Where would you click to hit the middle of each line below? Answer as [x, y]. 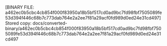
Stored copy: [18, 23]
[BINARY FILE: [20, 7]
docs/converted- [50, 23]
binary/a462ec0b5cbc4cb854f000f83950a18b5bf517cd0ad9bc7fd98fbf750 [83, 28]
